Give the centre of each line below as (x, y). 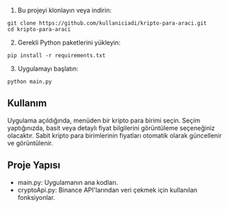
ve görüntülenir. (30, 143)
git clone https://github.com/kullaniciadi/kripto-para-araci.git (107, 23)
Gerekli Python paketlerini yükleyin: (69, 43)
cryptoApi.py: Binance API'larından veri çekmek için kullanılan (107, 190)
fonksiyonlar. (36, 197)
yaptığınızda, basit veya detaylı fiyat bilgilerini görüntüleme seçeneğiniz (111, 128)
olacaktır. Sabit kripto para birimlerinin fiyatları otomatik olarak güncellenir (115, 135)
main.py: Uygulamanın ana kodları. (68, 182)
